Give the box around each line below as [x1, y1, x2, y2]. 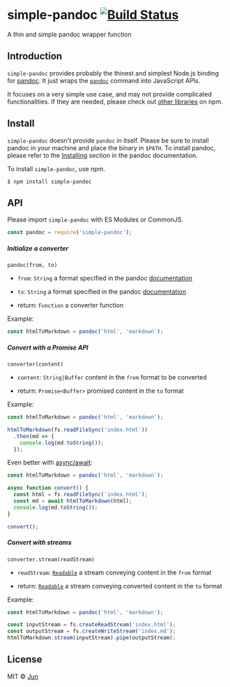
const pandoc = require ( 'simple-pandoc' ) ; [7, 229, 132, 236]
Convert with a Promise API [7, 343, 89, 352]
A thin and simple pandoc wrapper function [7, 30, 132, 38]
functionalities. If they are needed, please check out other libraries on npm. [7, 97, 223, 106]
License [7, 653, 43, 665]
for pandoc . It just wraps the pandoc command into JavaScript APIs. [7, 76, 201, 85]
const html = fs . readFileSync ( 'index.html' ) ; [13, 491, 148, 498]
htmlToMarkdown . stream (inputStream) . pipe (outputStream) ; [7, 635, 176, 642]
